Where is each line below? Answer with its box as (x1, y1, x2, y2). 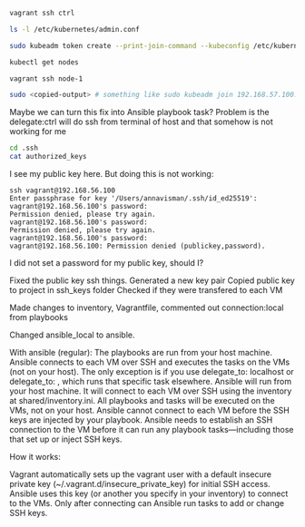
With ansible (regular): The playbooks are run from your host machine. (9, 347, 272, 357)
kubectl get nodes (9, 57, 79, 67)
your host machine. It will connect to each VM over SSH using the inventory (9, 385, 292, 396)
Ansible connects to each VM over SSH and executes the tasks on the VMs (9, 356, 290, 367)
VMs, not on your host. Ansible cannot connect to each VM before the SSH (9, 405, 290, 415)
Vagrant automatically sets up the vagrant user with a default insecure (9, 469, 272, 480)
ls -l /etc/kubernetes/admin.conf (9, 24, 141, 34)
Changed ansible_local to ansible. (9, 329, 135, 340)
